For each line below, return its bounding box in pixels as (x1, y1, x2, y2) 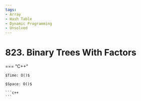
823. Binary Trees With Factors (5, 47, 137, 58)
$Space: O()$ (5, 82, 32, 87)
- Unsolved (5, 26, 28, 31)
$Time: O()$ (5, 73, 30, 78)
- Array (5, 12, 21, 17)
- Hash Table (5, 16, 32, 21)
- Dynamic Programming (5, 21, 52, 26)
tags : (5, 7, 16, 12)
